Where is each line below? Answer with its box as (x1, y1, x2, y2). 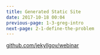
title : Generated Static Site (6, 8, 82, 15)
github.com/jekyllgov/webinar (6, 42, 79, 49)
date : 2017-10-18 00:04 (6, 14, 65, 20)
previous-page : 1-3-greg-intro (6, 20, 84, 26)
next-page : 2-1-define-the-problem (6, 25, 95, 32)
